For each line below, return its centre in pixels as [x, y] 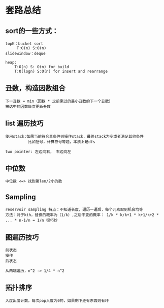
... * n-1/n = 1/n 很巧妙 [31, 221]
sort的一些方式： [32, 31]
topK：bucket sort [24, 44]
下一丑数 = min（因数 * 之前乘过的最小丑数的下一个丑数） [59, 101]
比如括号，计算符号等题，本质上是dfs [61, 142]
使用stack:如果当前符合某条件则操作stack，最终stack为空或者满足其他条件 [74, 136]
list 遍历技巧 [24, 123]
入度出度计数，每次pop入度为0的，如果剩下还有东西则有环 [57, 300]
